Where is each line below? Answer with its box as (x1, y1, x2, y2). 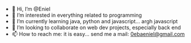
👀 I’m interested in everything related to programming (11, 12, 142, 19)
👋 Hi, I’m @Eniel (11, 6, 51, 12)
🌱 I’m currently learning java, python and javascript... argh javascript (11, 18, 178, 24)
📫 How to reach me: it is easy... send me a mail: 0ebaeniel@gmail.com (11, 31, 185, 37)
